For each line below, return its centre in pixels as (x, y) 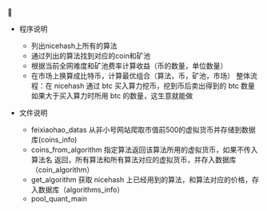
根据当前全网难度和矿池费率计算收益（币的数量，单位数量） (129, 66)
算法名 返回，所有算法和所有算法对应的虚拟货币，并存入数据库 (133, 159)
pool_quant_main (59, 199)
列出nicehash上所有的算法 (74, 46)
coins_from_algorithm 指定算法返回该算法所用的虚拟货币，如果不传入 (144, 149)
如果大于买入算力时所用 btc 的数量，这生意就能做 (112, 96)
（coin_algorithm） (62, 169)
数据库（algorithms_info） (81, 189)
